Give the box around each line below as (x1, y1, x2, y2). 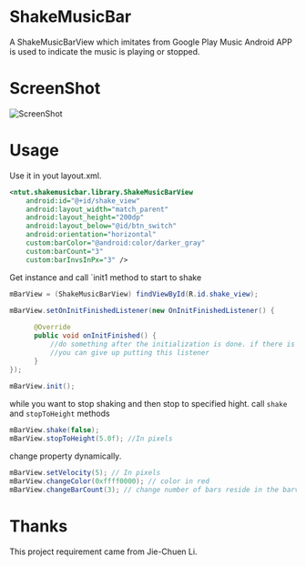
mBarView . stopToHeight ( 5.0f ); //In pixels (9, 434, 173, 443)
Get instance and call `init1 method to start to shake (9, 271, 202, 283)
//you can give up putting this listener (49, 348, 209, 357)
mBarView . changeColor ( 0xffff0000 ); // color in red (9, 476, 209, 486)
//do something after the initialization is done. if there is (49, 339, 296, 349)
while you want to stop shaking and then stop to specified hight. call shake (9, 399, 288, 409)
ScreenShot (9, 78, 101, 99)
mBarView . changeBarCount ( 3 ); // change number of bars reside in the (9, 485, 280, 494)
